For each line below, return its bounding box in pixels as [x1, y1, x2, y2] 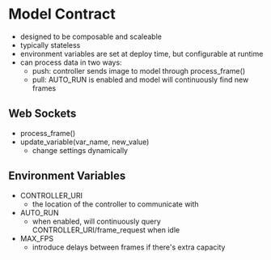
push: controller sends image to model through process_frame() [32, 66, 245, 75]
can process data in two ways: [19, 58, 123, 67]
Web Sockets [8, 107, 77, 121]
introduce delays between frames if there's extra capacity [32, 242, 226, 252]
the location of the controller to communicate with [32, 199, 200, 209]
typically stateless [19, 40, 81, 49]
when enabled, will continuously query [32, 216, 162, 226]
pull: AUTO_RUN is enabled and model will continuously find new [32, 75, 249, 84]
